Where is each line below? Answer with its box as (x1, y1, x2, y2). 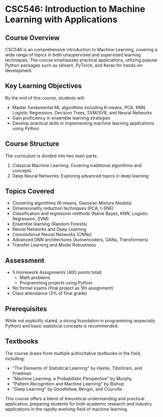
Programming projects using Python (19, 280, 93, 286)
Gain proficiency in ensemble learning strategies (12, 115, 110, 121)
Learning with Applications (5, 14, 118, 25)
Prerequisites (5, 305, 47, 313)
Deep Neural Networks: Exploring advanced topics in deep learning (12, 173, 149, 178)
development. (5, 68, 33, 73)
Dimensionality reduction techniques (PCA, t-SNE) (12, 206, 114, 211)
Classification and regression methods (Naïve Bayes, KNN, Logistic (12, 210, 148, 216)
